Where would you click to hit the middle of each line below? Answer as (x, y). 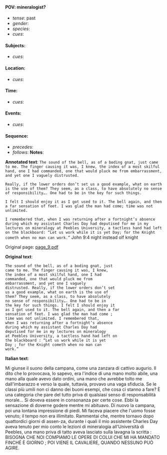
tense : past (24, 18)
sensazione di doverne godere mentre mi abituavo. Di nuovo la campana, (80, 405)
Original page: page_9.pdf (32, 247)
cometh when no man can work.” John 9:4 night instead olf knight (72, 237)
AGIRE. (12, 448)
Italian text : (17, 358)
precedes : (23, 147)
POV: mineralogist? (25, 7)
